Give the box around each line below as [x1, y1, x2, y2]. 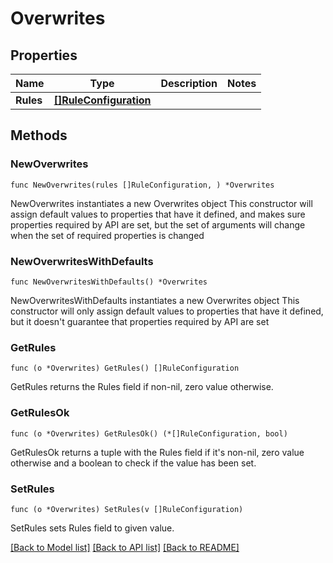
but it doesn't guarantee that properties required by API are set [10, 315, 270, 327]
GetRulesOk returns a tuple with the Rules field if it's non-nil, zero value [10, 446, 305, 458]
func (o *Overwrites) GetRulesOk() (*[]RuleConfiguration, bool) [10, 428, 288, 439]
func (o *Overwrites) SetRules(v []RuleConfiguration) [10, 504, 244, 514]
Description [160, 77, 218, 90]
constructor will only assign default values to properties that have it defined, [10, 305, 324, 317]
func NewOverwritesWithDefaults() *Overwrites [10, 277, 208, 287]
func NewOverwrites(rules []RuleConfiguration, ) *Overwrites [10, 180, 275, 190]
